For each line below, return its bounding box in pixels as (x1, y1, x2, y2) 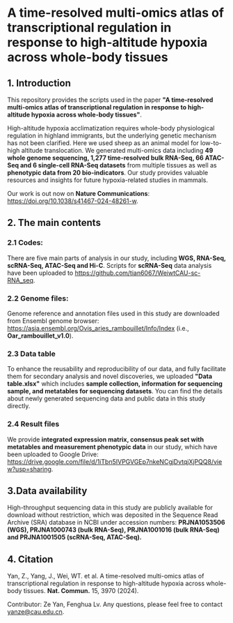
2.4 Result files (7, 419, 60, 429)
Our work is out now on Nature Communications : (7, 190, 150, 197)
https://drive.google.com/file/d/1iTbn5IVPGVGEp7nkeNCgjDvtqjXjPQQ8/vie (7, 457, 223, 465)
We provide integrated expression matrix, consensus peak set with (7, 435, 204, 444)
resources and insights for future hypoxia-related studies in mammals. (7, 176, 209, 184)
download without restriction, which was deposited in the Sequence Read (7, 511, 218, 519)
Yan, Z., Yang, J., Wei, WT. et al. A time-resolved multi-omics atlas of (7, 572, 204, 580)
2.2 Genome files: (7, 293, 69, 303)
